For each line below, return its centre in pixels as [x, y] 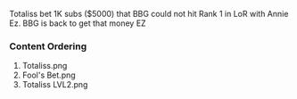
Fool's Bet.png [49, 75]
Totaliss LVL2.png [55, 85]
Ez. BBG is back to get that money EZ [78, 23]
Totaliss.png [45, 66]
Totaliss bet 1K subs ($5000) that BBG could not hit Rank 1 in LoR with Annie [149, 14]
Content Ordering [48, 46]
